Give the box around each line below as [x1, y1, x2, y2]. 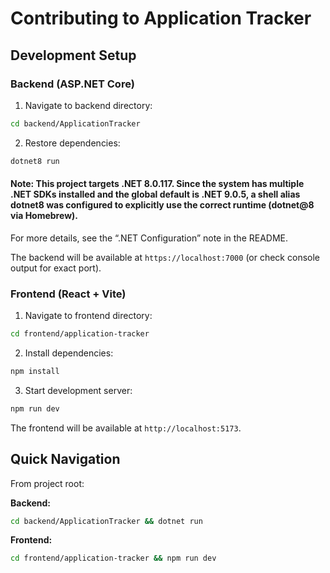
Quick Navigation [10, 451, 121, 468]
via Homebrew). [10, 210, 78, 222]
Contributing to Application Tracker [10, 7, 312, 30]
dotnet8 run [10, 156, 60, 166]
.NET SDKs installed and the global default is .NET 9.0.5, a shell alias [10, 188, 301, 201]
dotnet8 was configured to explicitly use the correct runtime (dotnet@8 [10, 199, 315, 211]
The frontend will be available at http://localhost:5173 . [10, 422, 242, 434]
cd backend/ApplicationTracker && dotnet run [10, 516, 203, 526]
